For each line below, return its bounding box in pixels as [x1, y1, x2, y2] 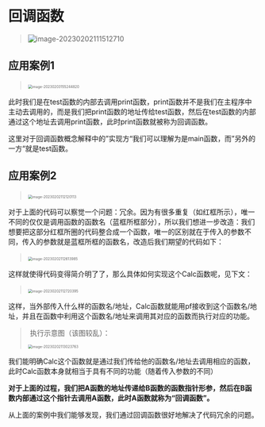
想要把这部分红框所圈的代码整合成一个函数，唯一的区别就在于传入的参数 [8, 227, 244, 237]
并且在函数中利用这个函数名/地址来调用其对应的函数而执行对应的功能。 [21, 311, 255, 321]
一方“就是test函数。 [8, 144, 73, 153]
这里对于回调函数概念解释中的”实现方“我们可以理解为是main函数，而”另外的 [8, 133, 256, 143]
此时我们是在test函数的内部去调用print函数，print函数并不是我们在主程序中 [8, 97, 252, 106]
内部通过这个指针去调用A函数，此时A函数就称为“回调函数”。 [14, 393, 214, 402]
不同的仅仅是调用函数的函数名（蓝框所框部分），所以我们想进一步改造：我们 [8, 217, 255, 226]
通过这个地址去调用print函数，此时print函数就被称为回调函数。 [8, 117, 213, 126]
